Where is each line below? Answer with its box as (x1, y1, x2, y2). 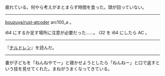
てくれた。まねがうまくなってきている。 (30, 66, 112, 72)
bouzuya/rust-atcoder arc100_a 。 (5, 19, 74, 25)
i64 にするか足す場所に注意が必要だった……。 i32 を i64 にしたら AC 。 (5, 30, 150, 35)
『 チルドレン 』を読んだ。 (5, 45, 57, 51)
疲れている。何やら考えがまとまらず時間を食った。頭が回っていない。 (5, 4, 147, 10)
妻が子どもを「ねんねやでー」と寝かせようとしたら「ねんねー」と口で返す (5, 60, 156, 65)
